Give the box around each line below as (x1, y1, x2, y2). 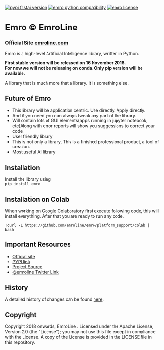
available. (5, 70, 25, 76)
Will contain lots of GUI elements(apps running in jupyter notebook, (12, 118, 148, 124)
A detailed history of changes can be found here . (5, 296, 104, 302)
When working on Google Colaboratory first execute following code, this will (5, 208, 159, 214)
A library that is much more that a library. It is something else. (5, 80, 129, 86)
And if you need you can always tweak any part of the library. (12, 113, 136, 118)
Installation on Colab (5, 195, 70, 204)
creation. (12, 144, 30, 150)
